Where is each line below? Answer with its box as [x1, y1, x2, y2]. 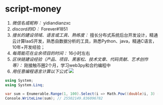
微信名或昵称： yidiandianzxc [12, 20, 71, 26]
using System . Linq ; [5, 82, 45, 88]
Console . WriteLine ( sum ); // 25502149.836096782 [5, 96, 103, 101]
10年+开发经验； [12, 44, 45, 50]
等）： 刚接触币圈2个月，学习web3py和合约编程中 [12, 62, 111, 68]
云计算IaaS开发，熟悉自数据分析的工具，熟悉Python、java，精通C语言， [12, 38, 157, 44]
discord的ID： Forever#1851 [12, 26, 68, 32]
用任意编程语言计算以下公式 [12, 68, 68, 74]
